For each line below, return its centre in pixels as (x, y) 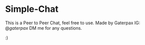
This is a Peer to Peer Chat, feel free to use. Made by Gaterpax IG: (73, 23)
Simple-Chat (32, 9)
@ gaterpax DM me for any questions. (44, 28)
